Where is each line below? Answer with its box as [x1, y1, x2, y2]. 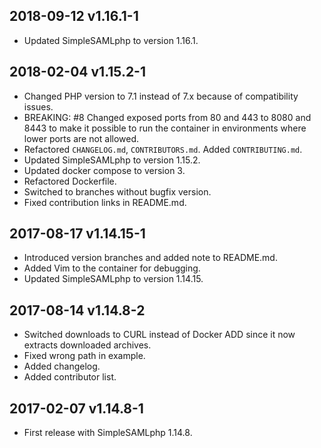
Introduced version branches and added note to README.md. [23, 252, 278, 264]
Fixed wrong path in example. [23, 350, 146, 362]
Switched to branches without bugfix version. [23, 185, 212, 198]
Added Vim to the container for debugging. [23, 262, 201, 274]
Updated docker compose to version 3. [23, 164, 186, 176]
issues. [23, 100, 54, 113]
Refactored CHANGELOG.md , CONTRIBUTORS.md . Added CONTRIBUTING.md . [23, 143, 303, 155]
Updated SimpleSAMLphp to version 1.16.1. [23, 34, 199, 46]
